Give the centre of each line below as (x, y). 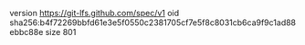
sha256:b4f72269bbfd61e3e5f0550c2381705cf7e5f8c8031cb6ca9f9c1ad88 (153, 22)
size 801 (61, 32)
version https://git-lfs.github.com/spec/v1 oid (95, 13)
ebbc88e (26, 32)
